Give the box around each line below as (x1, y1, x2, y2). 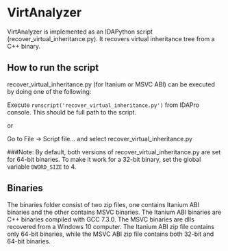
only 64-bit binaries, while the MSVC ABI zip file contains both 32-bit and (7, 230, 214, 238)
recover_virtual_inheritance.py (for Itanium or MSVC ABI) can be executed (7, 80, 216, 88)
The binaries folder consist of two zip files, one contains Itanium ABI (7, 200, 200, 208)
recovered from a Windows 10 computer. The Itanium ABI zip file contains (7, 222, 214, 230)
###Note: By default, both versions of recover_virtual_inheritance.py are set (7, 147, 221, 156)
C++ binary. (7, 42, 41, 50)
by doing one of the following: (7, 87, 92, 95)
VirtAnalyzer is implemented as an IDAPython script (7, 27, 153, 36)
